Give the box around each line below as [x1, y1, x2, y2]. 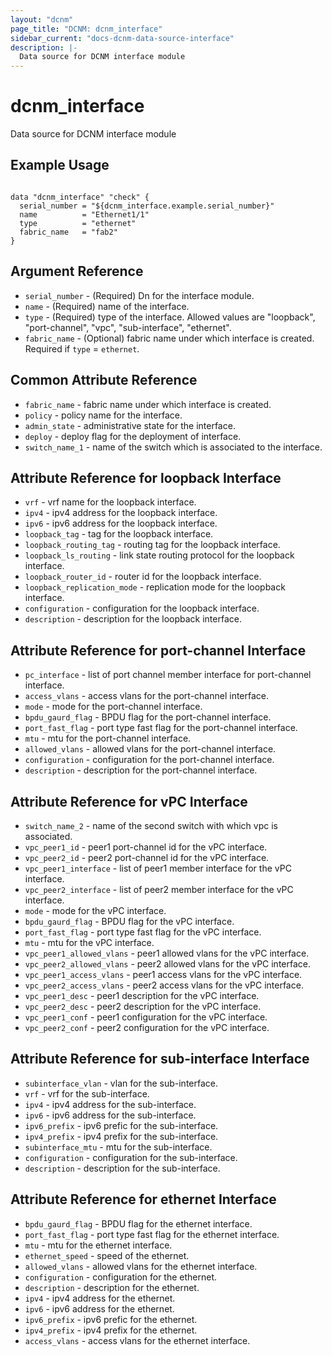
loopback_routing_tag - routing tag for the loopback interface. [24, 539, 281, 551]
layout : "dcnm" [10, 14, 74, 25]
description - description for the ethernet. [24, 1281, 200, 1293]
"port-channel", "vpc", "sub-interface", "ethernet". [24, 321, 232, 333]
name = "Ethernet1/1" [19, 209, 150, 220]
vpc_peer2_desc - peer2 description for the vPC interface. [24, 1000, 262, 1012]
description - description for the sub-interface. [24, 1162, 221, 1174]
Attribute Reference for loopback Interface [10, 469, 282, 486]
